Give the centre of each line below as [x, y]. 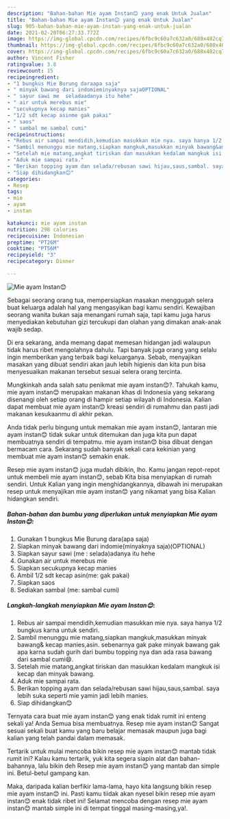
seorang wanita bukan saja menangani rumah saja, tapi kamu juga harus [109, 314]
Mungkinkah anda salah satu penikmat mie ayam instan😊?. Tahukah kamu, [113, 385]
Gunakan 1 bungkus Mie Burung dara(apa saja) [83, 539]
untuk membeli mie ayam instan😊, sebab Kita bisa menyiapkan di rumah [110, 477]
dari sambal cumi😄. [45, 659]
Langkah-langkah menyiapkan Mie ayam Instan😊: [81, 605]
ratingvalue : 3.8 [32, 64]
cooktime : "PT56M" [33, 249]
